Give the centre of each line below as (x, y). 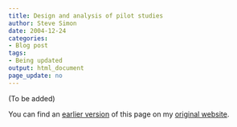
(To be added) (32, 98)
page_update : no (35, 76)
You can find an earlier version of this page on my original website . (119, 114)
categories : (28, 38)
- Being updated (35, 61)
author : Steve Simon (43, 23)
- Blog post (28, 46)
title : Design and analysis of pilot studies (86, 16)
